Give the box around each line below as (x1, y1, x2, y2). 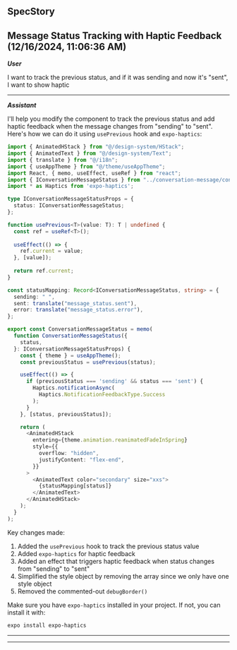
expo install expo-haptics (7, 622, 87, 629)
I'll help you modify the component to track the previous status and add (7, 114, 215, 123)
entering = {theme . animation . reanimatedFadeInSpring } (32, 437, 188, 444)
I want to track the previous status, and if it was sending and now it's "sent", (7, 73, 229, 82)
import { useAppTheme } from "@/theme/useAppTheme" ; (7, 162, 166, 170)
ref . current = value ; (20, 247, 83, 255)
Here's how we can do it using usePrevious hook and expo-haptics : (7, 130, 202, 138)
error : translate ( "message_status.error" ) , (13, 307, 143, 314)
